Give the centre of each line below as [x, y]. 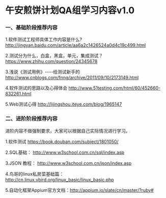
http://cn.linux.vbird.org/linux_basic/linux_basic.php [60, 179]
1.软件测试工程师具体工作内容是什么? [44, 40]
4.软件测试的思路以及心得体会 [36, 88]
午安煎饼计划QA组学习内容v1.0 [70, 10]
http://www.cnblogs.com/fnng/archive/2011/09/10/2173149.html [72, 78]
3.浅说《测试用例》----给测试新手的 [43, 72]
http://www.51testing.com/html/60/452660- [115, 88]
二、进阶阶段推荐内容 [31, 119]
